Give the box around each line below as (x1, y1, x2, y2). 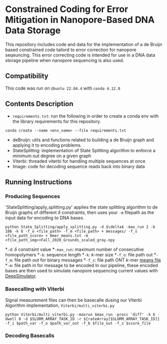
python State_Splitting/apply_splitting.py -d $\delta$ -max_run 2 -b (5, 224, 155, 230)
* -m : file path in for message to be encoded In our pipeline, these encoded (5, 262, 158, 268)
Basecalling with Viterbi (5, 285, 64, 292)
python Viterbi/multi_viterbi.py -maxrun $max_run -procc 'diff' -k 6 (5, 312, 155, 317)
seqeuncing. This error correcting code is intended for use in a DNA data (5, 52, 155, 58)
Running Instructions (5, 178, 72, 186)
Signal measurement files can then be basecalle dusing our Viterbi (5, 297, 142, 303)
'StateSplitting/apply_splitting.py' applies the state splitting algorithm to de (5, 204, 158, 210)
